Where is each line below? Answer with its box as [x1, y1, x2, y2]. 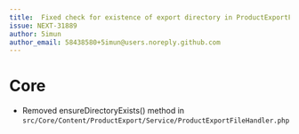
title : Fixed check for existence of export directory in [9, 12, 233, 22]
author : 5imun [9, 29, 62, 38]
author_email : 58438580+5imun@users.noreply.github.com [9, 37, 221, 47]
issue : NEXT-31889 [9, 21, 77, 30]
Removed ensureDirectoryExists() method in [21, 106, 185, 116]
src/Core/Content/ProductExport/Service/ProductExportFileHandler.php [21, 116, 290, 125]
